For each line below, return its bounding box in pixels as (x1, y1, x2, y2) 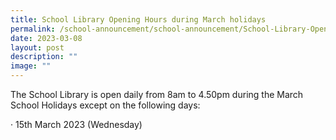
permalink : (10, 24, 56, 34)
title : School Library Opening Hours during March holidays (10, 14, 267, 25)
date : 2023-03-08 (10, 33, 83, 43)
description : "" (10, 52, 78, 62)
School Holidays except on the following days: (10, 99, 201, 111)
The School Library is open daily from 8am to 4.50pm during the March (10, 89, 304, 100)
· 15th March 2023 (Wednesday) (10, 119, 143, 130)
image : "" (10, 61, 52, 71)
